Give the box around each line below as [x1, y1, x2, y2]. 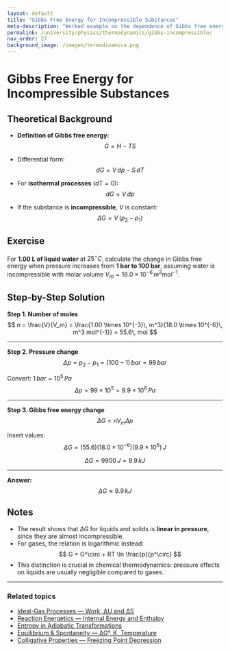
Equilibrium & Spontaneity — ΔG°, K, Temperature [16, 629, 157, 637]
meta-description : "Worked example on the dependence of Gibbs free [7, 23, 207, 29]
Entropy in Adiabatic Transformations [16, 622, 123, 630]
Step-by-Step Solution [7, 292, 105, 303]
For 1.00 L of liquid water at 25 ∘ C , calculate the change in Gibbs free [7, 253, 203, 263]
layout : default [7, 10, 53, 17]
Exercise [7, 235, 45, 247]
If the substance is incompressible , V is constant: [16, 203, 158, 211]
